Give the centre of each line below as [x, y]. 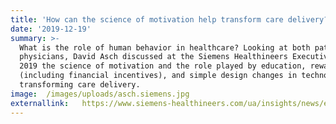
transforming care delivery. [80, 85]
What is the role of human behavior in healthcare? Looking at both [165, 47]
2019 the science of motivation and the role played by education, [163, 66]
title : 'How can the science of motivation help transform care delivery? [169, 19]
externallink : [40, 103]
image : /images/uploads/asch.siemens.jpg [100, 94]
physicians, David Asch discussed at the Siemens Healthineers [153, 57]
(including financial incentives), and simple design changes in [158, 76]
